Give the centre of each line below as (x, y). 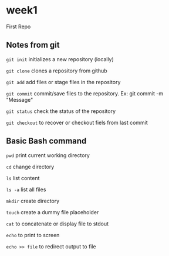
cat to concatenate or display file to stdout (58, 224)
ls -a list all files (26, 189)
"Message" (20, 99)
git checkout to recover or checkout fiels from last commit (77, 122)
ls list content (23, 178)
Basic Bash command (46, 141)
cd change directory (30, 167)
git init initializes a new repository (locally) (60, 59)
